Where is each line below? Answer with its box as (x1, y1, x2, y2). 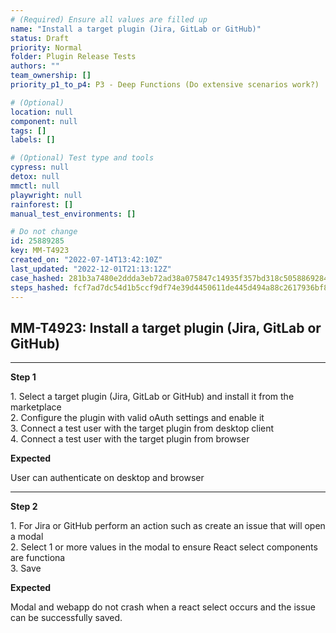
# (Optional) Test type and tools (10, 153, 155, 163)
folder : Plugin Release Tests (10, 52, 137, 62)
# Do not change (10, 227, 78, 237)
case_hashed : (10, 273, 65, 283)
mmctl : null (10, 181, 60, 191)
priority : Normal (10, 42, 83, 53)
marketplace (10, 401, 62, 413)
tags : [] (10, 126, 47, 136)
